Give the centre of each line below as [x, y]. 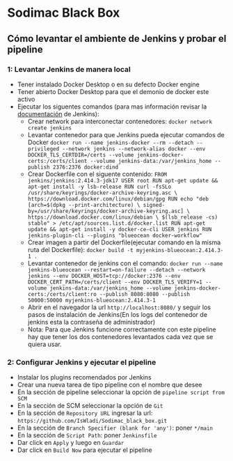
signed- [154, 205]
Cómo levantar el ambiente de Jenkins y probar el [117, 39]
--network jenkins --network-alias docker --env [134, 149]
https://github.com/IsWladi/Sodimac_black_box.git [92, 421]
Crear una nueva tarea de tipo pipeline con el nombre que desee [110, 385]
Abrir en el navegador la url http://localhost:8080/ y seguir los [119, 307]
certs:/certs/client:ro [62, 294]
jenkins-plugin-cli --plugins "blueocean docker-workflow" [115, 235]
